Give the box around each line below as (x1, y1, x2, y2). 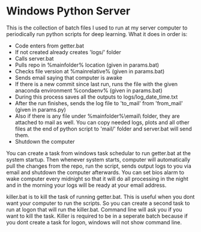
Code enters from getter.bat (14, 42, 85, 49)
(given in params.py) (14, 106, 66, 113)
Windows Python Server (6, 4, 131, 18)
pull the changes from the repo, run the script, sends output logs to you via (6, 162, 192, 169)
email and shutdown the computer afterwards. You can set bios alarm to (6, 168, 185, 176)
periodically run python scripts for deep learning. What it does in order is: (6, 30, 188, 37)
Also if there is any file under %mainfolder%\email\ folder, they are (14, 112, 180, 120)
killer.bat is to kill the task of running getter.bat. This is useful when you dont (6, 193, 195, 200)
